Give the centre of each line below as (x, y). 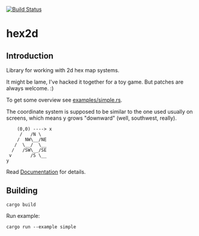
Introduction (30, 56)
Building (22, 191)
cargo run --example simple (41, 227)
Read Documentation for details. (46, 172)
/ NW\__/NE (32, 140)
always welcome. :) (30, 88)
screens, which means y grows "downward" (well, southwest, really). (91, 118)
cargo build (21, 205)
